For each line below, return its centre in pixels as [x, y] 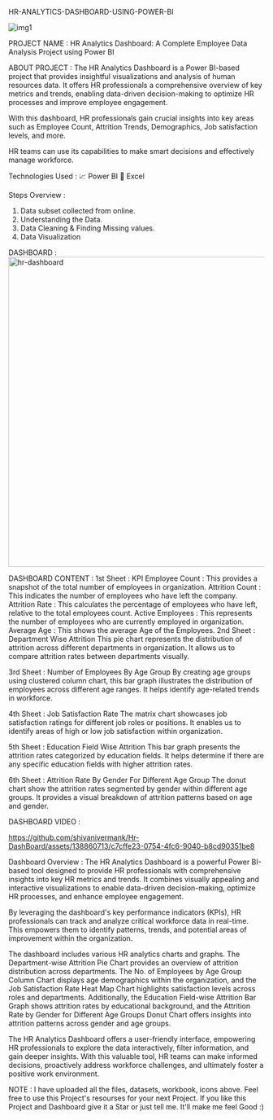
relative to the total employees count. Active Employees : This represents [130, 613]
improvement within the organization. [71, 938]
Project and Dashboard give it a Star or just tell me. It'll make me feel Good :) [136, 1107]
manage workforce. [41, 160]
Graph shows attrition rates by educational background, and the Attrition [129, 1006]
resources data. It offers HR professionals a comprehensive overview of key [135, 85]
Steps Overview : [37, 195]
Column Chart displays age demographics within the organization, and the [133, 980]
